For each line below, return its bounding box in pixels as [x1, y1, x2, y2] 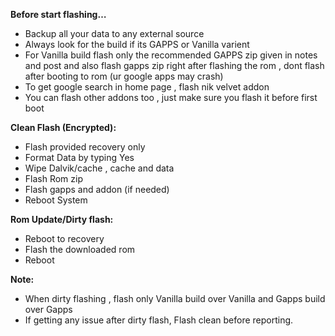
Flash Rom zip [24, 173, 84, 184]
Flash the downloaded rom [24, 244, 136, 255]
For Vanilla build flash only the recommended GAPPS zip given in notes [24, 49, 318, 61]
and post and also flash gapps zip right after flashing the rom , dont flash [24, 60, 325, 71]
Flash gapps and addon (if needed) [24, 184, 170, 195]
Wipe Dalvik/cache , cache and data [24, 162, 175, 174]
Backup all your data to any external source [24, 28, 205, 39]
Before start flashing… [10, 9, 107, 20]
